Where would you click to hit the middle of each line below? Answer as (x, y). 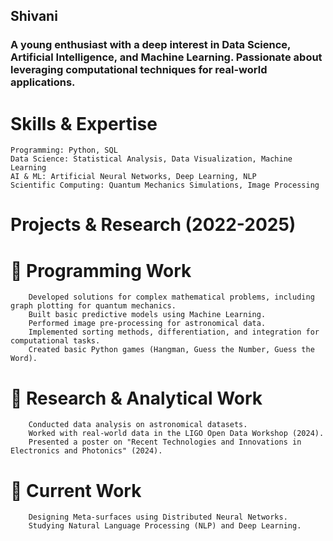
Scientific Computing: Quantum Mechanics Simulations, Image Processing (165, 185)
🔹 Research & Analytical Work (136, 398)
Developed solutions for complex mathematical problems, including (171, 297)
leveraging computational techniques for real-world (139, 70)
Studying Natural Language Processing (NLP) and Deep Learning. (165, 526)
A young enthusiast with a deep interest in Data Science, (151, 45)
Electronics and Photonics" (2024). (86, 451)
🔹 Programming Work (101, 270)
